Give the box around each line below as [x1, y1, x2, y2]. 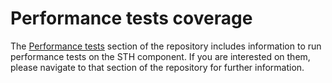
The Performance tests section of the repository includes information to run [10, 40, 322, 52]
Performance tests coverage [10, 7, 253, 30]
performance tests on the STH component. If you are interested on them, [10, 50, 311, 62]
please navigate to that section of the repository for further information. [10, 61, 305, 73]
